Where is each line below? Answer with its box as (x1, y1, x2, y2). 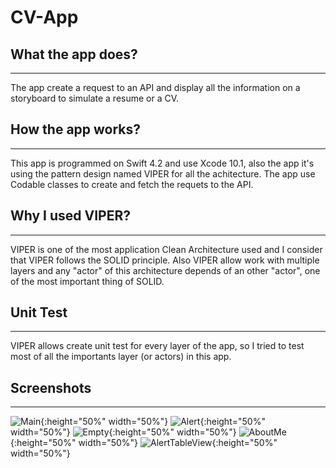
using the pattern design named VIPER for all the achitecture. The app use (10, 167, 316, 180)
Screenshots (10, 379, 92, 396)
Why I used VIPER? (10, 207, 132, 225)
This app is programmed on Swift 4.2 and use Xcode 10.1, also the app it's (10, 157, 315, 169)
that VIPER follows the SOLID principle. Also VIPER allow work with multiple (10, 254, 320, 266)
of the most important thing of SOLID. (10, 275, 165, 287)
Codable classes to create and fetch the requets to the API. (10, 178, 254, 190)
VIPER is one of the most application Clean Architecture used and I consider (10, 243, 323, 255)
